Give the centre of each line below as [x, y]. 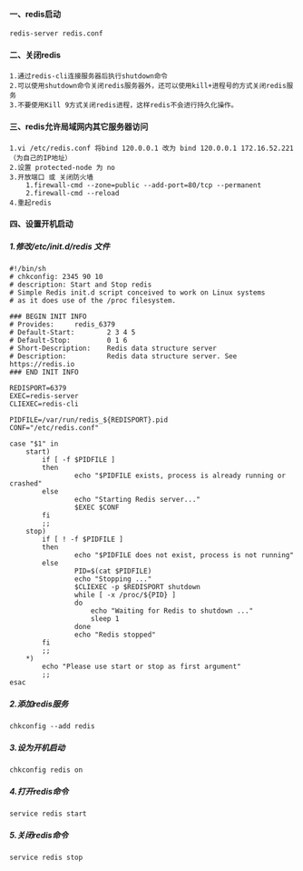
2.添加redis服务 [39, 704]
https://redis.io [42, 365]
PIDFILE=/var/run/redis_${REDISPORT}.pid [89, 420]
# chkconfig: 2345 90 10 [56, 277]
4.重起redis [30, 203]
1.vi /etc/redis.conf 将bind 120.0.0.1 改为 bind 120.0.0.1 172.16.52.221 [151, 148]
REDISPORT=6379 [38, 388]
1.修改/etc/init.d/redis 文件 [60, 246]
